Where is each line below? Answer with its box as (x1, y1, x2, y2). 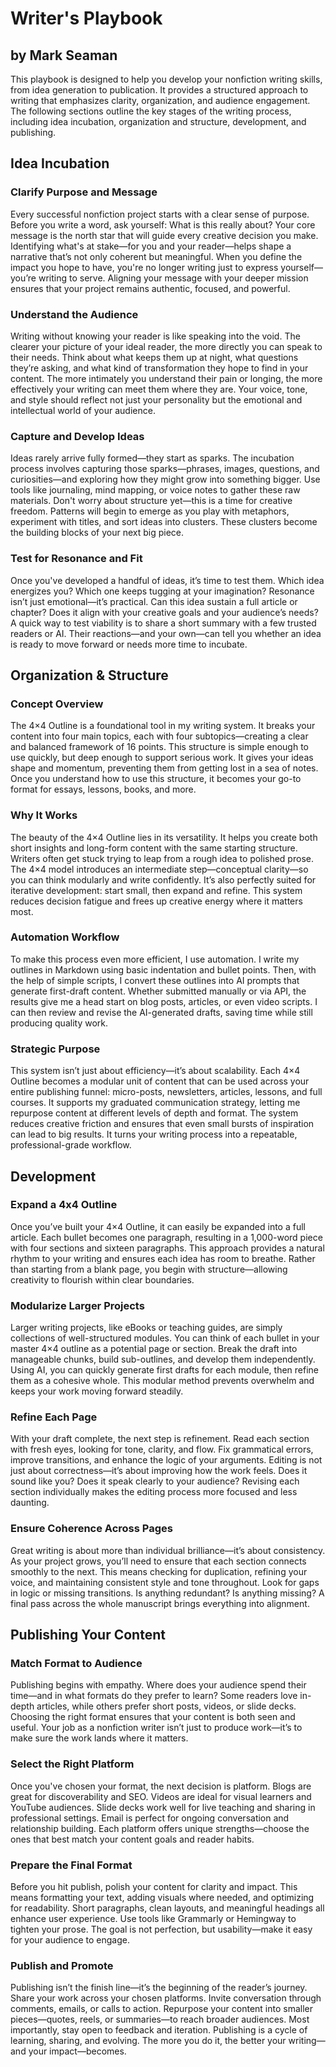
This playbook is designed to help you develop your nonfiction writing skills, (10, 73, 323, 85)
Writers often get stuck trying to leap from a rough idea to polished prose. (10, 852, 314, 864)
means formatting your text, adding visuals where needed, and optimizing (10, 1892, 315, 1904)
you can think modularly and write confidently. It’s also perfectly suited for (10, 873, 317, 886)
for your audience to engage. (10, 1934, 130, 1946)
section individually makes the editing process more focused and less (10, 1486, 298, 1498)
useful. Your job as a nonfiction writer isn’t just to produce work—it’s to (10, 1722, 303, 1734)
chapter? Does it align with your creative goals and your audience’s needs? (10, 606, 319, 618)
